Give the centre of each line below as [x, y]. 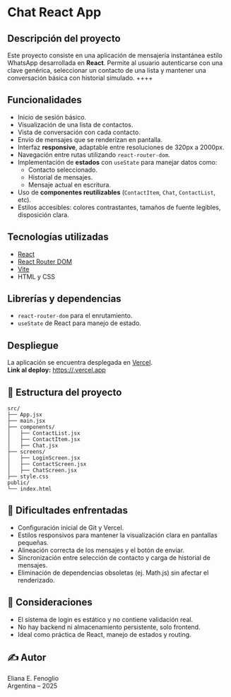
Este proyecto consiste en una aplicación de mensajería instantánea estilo [115, 55]
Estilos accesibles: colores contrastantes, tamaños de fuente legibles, [119, 207]
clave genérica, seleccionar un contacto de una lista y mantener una [107, 70]
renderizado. [36, 580]
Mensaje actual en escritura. [70, 184]
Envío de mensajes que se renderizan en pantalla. [90, 139]
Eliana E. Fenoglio [33, 678]
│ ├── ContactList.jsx [44, 433]
